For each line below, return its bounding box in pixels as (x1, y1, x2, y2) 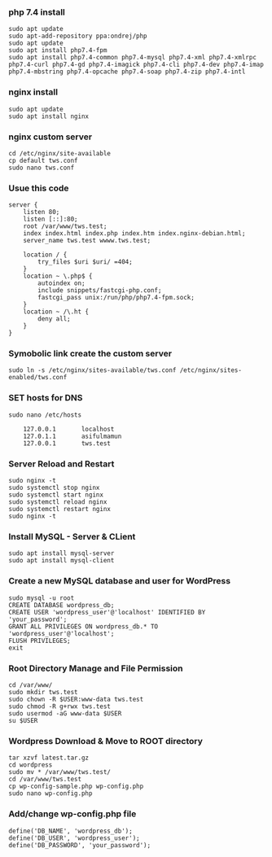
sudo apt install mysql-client (8, 557, 115, 565)
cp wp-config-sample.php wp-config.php (8, 782, 144, 791)
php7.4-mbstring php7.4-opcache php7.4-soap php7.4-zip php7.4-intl (8, 68, 246, 76)
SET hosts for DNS (8, 392, 83, 404)
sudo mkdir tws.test (8, 688, 79, 696)
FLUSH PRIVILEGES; (8, 636, 71, 645)
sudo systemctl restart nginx (8, 505, 112, 514)
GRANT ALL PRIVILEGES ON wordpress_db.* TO (8, 622, 159, 631)
